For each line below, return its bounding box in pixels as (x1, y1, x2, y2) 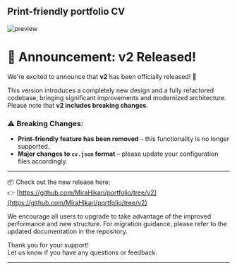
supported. (17, 142, 50, 151)
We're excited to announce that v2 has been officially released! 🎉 (7, 72, 197, 80)
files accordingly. (17, 157, 68, 166)
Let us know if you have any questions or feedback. (7, 248, 157, 257)
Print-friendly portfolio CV (7, 6, 126, 18)
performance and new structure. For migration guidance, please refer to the (7, 220, 228, 228)
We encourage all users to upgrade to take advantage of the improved (7, 212, 212, 221)
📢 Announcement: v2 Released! (7, 49, 196, 65)
